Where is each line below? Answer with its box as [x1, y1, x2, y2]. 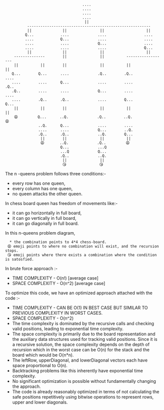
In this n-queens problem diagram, [5, 230, 75, 236]
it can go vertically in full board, [12, 215, 77, 221]
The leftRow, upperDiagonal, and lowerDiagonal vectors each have [12, 357, 148, 363]
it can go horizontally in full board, [12, 210, 82, 216]
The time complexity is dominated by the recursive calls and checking [12, 321, 154, 326]
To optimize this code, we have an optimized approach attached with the [5, 290, 153, 296]
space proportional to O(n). [12, 363, 68, 368]
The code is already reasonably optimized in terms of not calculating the [12, 389, 160, 395]
